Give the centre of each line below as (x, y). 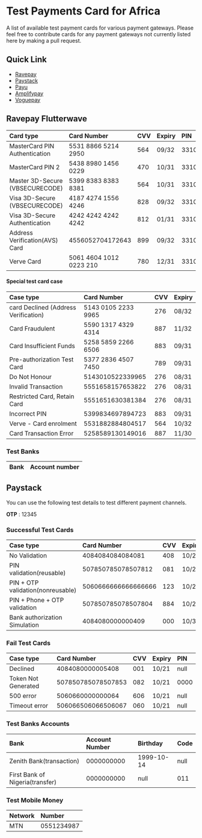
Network (22, 816)
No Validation (28, 556)
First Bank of (27, 775)
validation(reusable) (38, 573)
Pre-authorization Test (41, 359)
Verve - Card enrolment (43, 424)
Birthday (150, 743)
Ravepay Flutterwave (47, 119)
